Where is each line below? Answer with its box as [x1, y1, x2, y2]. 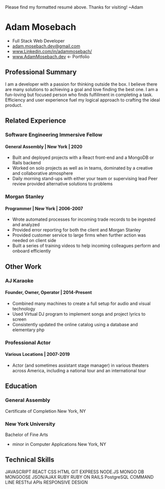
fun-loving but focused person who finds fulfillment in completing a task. [5, 92, 153, 98]
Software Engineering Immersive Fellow [5, 131, 102, 138]
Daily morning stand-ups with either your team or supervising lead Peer [12, 176, 158, 182]
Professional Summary [5, 68, 77, 76]
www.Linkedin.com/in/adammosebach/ [12, 48, 92, 54]
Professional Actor [5, 339, 51, 346]
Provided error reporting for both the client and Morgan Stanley [12, 227, 141, 233]
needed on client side [12, 238, 57, 244]
